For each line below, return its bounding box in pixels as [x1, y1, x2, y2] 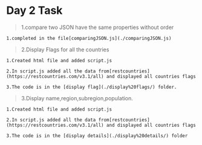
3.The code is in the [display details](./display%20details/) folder [6, 132, 188, 139]
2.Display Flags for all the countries [21, 46, 109, 53]
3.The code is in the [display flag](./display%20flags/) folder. [6, 84, 177, 90]
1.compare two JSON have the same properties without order [21, 24, 174, 31]
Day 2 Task [6, 4, 63, 18]
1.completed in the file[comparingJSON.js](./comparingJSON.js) [6, 35, 172, 41]
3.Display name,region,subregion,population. [21, 94, 133, 101]
